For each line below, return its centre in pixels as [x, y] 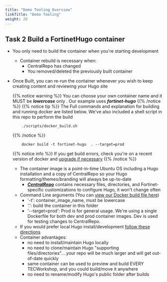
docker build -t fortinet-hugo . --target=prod [73, 145]
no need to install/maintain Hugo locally [68, 243]
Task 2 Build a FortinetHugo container [65, 39]
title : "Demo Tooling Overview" [39, 10]
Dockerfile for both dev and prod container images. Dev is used [92, 216]
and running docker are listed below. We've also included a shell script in [87, 112]
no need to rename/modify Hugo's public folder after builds [88, 275]
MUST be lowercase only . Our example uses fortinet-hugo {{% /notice [86, 101]
